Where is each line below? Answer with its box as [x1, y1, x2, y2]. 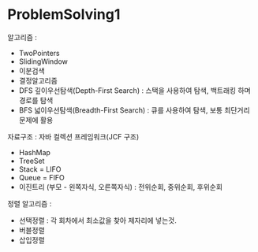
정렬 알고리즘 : [7, 198, 52, 208]
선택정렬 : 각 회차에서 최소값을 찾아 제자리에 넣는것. [18, 215, 177, 225]
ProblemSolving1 [7, 6, 121, 24]
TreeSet [18, 156, 45, 165]
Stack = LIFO [18, 164, 62, 174]
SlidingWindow [18, 57, 69, 66]
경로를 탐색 [18, 95, 54, 105]
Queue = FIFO [18, 172, 65, 182]
